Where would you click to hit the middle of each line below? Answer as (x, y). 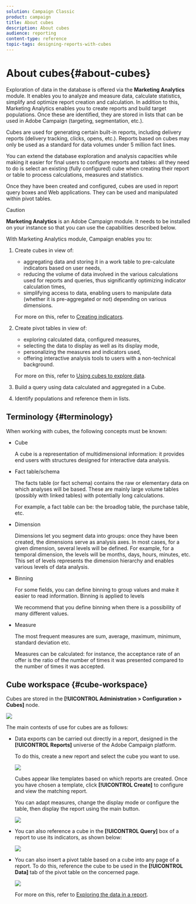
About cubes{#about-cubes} (78, 73)
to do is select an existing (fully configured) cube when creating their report (98, 168)
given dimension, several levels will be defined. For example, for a (94, 548)
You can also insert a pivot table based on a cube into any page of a (97, 860)
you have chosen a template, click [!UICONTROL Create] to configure (99, 785)
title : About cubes (30, 22)
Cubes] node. (23, 705)
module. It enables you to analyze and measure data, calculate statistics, (94, 96)
